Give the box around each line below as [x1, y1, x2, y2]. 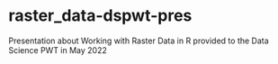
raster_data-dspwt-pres [8, 5, 193, 26]
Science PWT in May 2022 [8, 44, 107, 55]
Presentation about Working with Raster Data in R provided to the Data [8, 35, 269, 46]
